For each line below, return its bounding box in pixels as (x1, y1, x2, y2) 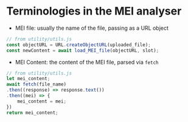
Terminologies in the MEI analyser (6, 4, 182, 18)
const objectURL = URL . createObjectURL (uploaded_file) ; (6, 41, 151, 48)
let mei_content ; (6, 76, 50, 82)
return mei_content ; (6, 109, 59, 116)
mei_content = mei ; (17, 98, 67, 104)
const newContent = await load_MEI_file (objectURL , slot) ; (6, 47, 159, 53)
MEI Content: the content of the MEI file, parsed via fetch (15, 58, 159, 66)
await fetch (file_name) (6, 81, 67, 87)
